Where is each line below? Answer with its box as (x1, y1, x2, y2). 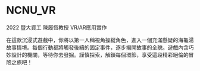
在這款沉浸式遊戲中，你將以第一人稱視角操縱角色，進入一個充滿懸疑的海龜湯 (6, 36, 194, 43)
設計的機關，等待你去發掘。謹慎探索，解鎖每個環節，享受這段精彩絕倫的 (11, 51, 189, 58)
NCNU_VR (6, 4, 56, 17)
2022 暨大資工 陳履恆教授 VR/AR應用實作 (6, 24, 107, 31)
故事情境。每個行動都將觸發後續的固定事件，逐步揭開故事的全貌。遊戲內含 (6, 44, 189, 51)
